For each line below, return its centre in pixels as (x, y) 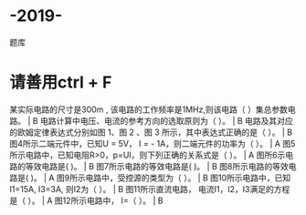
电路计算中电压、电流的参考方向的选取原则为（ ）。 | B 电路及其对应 (167, 120)
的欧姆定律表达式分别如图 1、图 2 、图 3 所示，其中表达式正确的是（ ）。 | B (151, 132)
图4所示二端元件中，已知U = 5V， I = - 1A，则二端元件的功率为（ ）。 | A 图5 (153, 143)
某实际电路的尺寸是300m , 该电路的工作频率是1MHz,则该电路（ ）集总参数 (148, 109)
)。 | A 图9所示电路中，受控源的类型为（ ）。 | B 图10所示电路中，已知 (161, 178)
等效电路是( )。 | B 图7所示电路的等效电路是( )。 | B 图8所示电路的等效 (157, 166)
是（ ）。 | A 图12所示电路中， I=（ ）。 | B (86, 200)
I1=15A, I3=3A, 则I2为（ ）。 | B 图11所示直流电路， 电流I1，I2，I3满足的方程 (150, 189)
